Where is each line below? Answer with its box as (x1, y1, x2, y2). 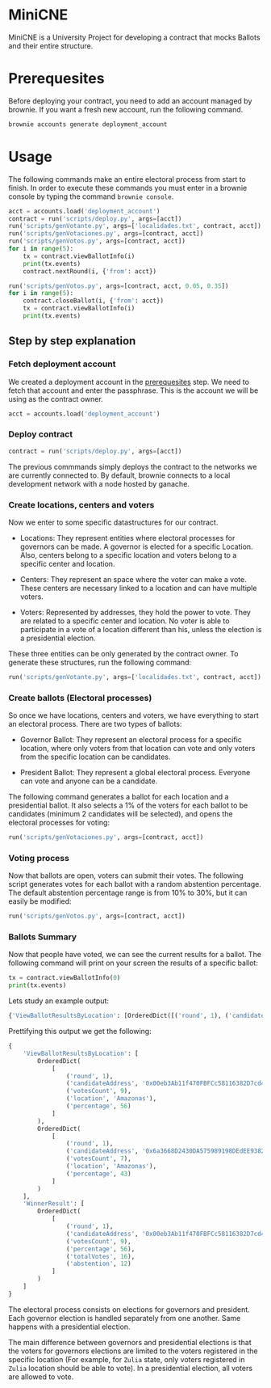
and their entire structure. (8, 40, 94, 50)
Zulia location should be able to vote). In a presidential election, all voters (8, 1363, 252, 1373)
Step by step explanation (8, 334, 136, 348)
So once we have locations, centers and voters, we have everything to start (8, 711, 260, 720)
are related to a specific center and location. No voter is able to (19, 616, 230, 626)
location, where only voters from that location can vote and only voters (19, 744, 256, 753)
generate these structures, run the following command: (8, 657, 192, 667)
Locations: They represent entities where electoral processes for (19, 533, 236, 542)
